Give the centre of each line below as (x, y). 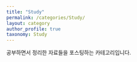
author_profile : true (34, 29)
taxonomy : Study (27, 35)
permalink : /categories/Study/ (46, 18)
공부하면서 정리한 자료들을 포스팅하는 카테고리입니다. (69, 53)
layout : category (28, 23)
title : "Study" (25, 12)
